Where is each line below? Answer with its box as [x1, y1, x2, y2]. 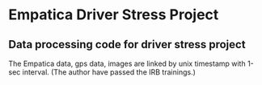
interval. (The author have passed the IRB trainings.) [22, 67, 196, 77]
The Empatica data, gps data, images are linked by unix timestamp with [8, 59, 246, 68]
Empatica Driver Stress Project [8, 6, 219, 24]
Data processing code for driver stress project [8, 38, 246, 51]
